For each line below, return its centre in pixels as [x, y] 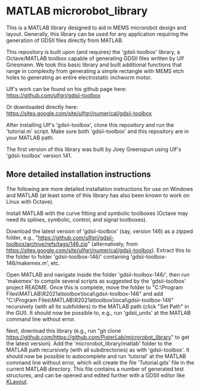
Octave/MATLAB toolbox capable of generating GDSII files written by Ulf [95, 58]
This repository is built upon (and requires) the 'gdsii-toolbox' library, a [93, 51]
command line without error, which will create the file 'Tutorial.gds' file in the [100, 362]
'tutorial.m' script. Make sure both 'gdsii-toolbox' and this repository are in [98, 131]
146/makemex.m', [28, 263]
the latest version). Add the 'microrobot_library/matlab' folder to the [89, 343]
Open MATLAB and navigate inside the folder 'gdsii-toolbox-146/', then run [98, 274]
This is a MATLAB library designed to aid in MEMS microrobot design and [96, 28]
